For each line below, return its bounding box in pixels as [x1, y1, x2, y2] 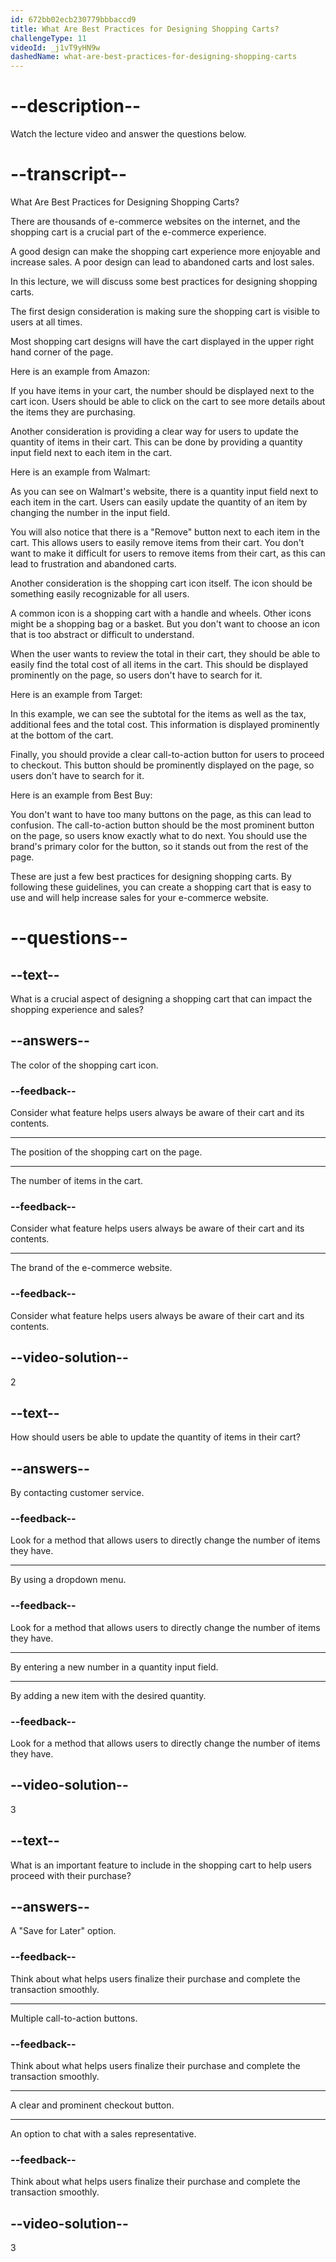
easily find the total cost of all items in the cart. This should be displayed [10, 659, 309, 670]
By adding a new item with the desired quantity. [10, 1689, 207, 1701]
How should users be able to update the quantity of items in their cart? [10, 1431, 301, 1443]
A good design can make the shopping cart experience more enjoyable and [10, 246, 321, 257]
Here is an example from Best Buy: [10, 789, 153, 801]
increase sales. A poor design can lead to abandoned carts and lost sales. [10, 256, 315, 268]
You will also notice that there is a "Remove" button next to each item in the [10, 526, 321, 538]
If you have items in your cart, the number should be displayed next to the [10, 385, 315, 396]
